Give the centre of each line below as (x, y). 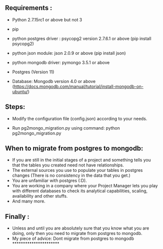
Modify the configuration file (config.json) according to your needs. (80, 118)
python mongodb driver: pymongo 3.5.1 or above (61, 62)
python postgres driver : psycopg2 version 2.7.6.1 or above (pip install (82, 38)
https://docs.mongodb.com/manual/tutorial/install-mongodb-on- (79, 86)
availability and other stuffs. (40, 196)
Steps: (15, 107)
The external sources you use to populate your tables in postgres (77, 170)
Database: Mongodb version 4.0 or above (54, 81)
